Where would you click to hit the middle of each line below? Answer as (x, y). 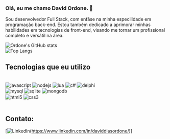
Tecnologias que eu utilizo (48, 67)
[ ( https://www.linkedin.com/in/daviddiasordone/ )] (69, 131)
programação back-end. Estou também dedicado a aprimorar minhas (78, 25)
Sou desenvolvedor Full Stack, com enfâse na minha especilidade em (78, 19)
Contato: (20, 119)
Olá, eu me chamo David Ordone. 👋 (49, 8)
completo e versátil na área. (34, 36)
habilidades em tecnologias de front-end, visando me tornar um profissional (85, 30)
